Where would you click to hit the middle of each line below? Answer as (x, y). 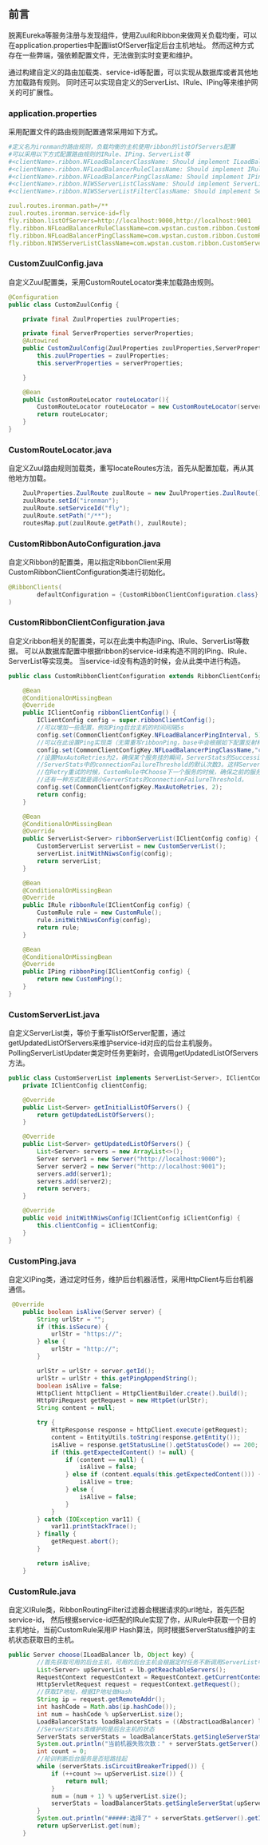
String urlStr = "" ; (71, 1319)
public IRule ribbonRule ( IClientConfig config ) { (107, 905)
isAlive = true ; (106, 1482)
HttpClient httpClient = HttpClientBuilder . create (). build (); (142, 1393)
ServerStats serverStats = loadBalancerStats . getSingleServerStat (150, 1737)
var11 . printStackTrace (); (94, 1527)
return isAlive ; (64, 1563)
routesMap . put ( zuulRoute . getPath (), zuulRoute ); (105, 523)
